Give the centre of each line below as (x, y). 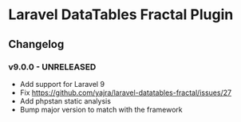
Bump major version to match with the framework (101, 109)
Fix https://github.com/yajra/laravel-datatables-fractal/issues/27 (126, 92)
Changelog (36, 44)
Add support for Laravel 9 (62, 84)
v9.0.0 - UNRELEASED (52, 67)
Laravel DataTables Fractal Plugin (121, 15)
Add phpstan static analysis (65, 100)
